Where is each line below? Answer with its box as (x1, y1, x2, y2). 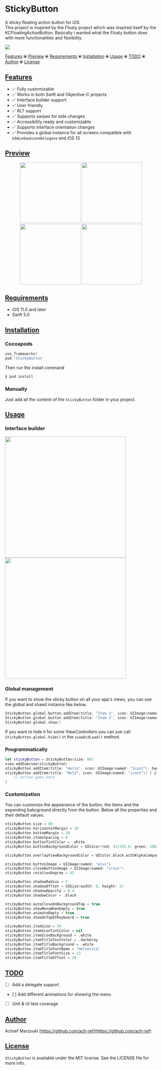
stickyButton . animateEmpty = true (5, 911, 75, 915)
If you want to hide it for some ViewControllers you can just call (5, 728, 131, 735)
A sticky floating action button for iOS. (5, 19, 81, 25)
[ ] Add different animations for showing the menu (12, 991, 111, 997)
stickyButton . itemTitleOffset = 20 (5, 956, 77, 960)
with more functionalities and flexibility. (5, 35, 83, 41)
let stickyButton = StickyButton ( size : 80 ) (5, 757, 94, 762)
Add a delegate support (12, 982, 59, 987)
